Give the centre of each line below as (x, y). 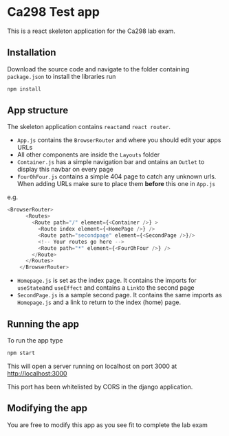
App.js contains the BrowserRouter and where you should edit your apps (119, 140)
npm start (21, 353)
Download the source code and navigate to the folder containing (98, 69)
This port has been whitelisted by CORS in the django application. (100, 387)
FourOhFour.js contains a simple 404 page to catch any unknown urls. (117, 176)
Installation (32, 53)
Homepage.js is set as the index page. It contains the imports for (107, 280)
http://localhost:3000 (37, 373)
